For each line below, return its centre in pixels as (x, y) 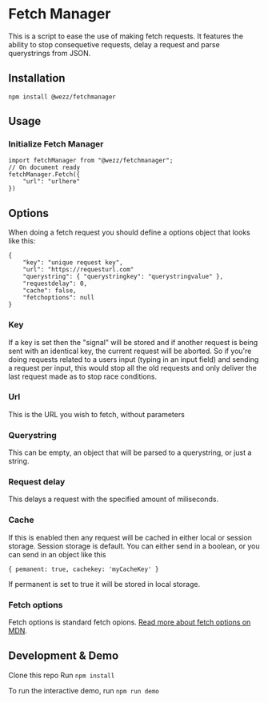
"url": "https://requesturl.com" (78, 270)
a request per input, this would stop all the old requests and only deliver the (133, 368)
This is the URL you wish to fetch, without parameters (97, 414)
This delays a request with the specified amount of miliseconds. (114, 499)
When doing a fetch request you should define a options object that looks (129, 232)
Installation (37, 78)
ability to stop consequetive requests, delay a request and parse (114, 44)
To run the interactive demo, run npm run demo (84, 690)
